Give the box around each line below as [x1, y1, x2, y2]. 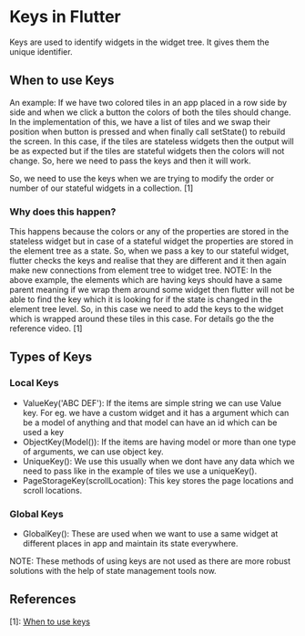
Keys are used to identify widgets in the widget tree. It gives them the [9, 36, 270, 47]
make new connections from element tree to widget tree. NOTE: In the [9, 265, 272, 276]
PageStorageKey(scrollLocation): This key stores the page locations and [22, 474, 294, 485]
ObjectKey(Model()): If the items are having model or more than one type [22, 436, 297, 447]
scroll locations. [22, 485, 83, 495]
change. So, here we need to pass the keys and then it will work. [9, 155, 252, 166]
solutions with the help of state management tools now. [9, 566, 217, 577]
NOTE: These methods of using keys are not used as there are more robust [9, 556, 291, 567]
